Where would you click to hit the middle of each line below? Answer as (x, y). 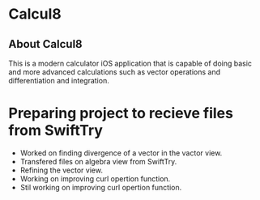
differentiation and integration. (59, 81)
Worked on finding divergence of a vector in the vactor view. (121, 153)
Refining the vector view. (62, 170)
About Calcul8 (45, 44)
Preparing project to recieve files (121, 113)
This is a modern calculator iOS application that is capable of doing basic (130, 63)
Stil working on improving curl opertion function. (101, 187)
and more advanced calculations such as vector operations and (115, 72)
